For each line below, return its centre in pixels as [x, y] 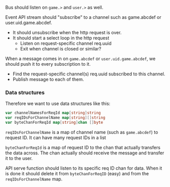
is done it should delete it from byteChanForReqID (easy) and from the [77, 173]
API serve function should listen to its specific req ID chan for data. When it [84, 168]
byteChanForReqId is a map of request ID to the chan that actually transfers [83, 147]
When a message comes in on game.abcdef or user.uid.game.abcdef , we [80, 59]
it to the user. [19, 158]
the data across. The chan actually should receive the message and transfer [85, 153]
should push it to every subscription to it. [48, 64]
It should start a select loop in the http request [61, 38]
